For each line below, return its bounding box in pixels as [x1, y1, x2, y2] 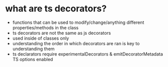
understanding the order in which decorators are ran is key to [12, 40, 140, 46]
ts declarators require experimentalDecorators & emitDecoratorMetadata [12, 51, 163, 57]
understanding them [12, 46, 55, 52]
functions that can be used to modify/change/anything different [12, 19, 144, 25]
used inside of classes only [12, 35, 69, 41]
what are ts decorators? [5, 3, 107, 14]
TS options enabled [12, 56, 53, 62]
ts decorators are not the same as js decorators [12, 30, 111, 36]
